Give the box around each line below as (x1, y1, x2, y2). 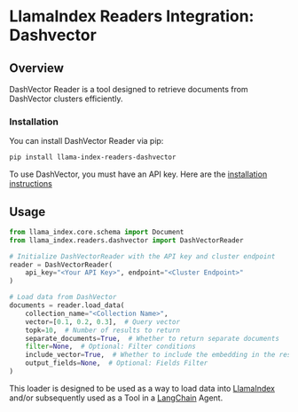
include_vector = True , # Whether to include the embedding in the (25, 351, 276, 360)
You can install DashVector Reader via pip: (9, 136, 164, 147)
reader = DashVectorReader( (9, 260, 114, 269)
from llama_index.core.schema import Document (9, 227, 184, 236)
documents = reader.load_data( (9, 301, 125, 310)
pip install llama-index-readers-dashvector (9, 153, 176, 162)
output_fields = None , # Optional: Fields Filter (25, 359, 208, 368)
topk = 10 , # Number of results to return (25, 326, 180, 335)
